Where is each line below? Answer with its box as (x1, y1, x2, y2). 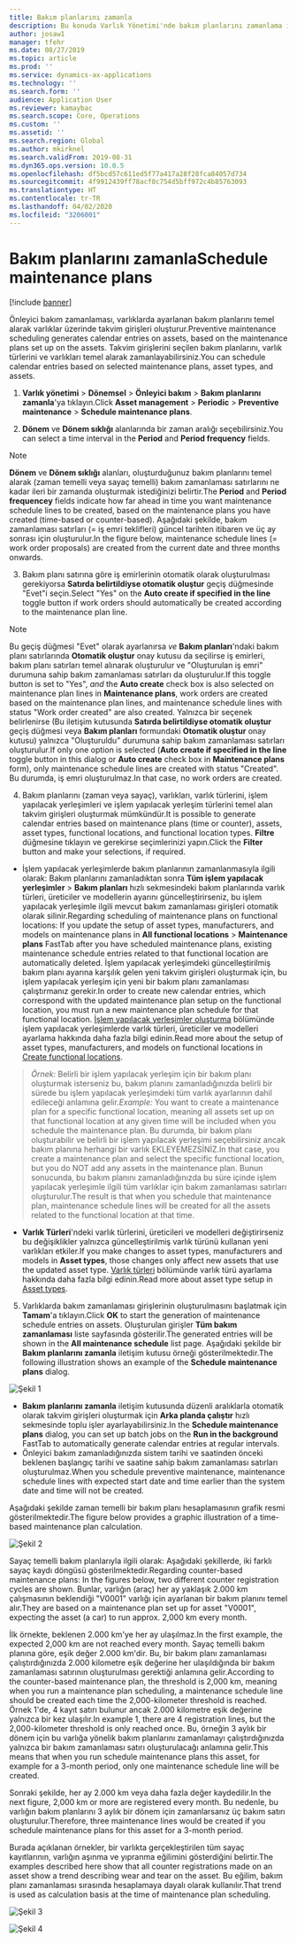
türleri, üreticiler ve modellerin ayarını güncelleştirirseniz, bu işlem (21, 891, 263, 902)
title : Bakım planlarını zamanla (9, 12, 133, 22)
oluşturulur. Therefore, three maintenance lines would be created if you (9, 1816, 266, 1826)
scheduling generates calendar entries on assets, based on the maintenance (9, 333, 288, 343)
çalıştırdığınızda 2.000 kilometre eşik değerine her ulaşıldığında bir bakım (9, 1657, 276, 1668)
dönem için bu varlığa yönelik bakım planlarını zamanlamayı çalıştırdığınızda (9, 1732, 285, 1743)
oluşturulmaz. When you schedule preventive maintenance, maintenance (21, 1466, 286, 1477)
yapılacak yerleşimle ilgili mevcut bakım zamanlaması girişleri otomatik (21, 900, 279, 912)
